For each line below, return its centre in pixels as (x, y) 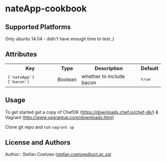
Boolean (67, 79)
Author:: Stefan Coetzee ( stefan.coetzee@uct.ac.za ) (59, 155)
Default (149, 68)
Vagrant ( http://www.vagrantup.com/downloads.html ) (60, 117)
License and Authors (38, 142)
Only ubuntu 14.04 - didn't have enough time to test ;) (60, 39)
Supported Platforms (38, 27)
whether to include (103, 76)
